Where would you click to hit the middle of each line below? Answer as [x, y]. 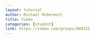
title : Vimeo [19, 19]
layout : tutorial [24, 10]
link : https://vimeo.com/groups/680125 [48, 29]
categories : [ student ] [29, 24]
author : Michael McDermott [34, 15]
